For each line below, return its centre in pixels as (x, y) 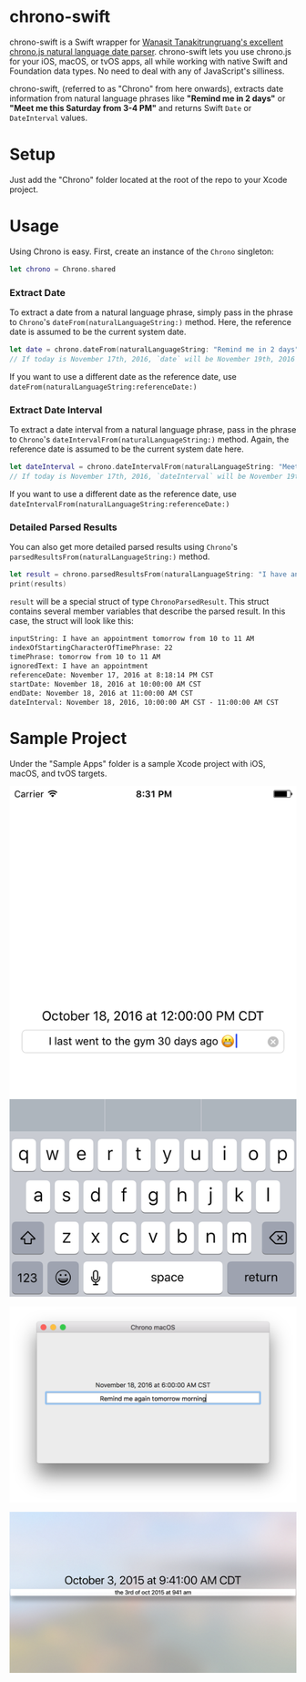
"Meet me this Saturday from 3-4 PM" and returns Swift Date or (131, 107)
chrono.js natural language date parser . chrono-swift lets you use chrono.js (151, 51)
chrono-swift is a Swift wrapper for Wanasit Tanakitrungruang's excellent (147, 42)
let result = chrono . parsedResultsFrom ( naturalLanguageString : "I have (148, 575)
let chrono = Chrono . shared (63, 269)
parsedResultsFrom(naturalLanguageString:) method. (110, 556)
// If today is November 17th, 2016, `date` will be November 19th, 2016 (153, 359)
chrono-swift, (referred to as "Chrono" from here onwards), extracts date (147, 88)
